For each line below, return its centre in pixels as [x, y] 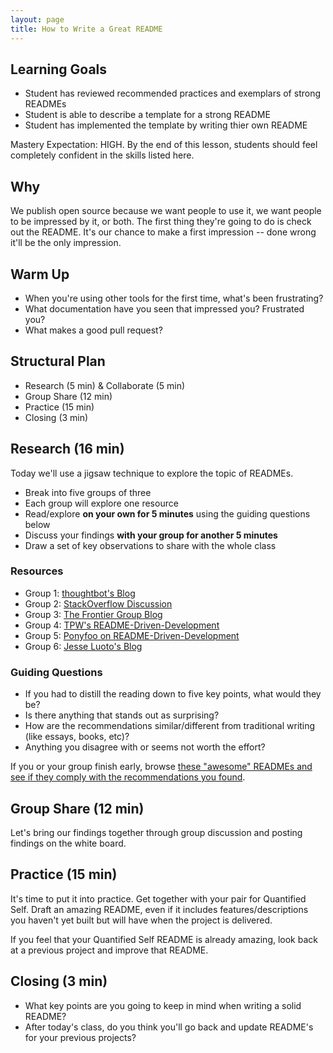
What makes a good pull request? [93, 330]
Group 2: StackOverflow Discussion [98, 603]
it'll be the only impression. [66, 243]
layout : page [37, 19]
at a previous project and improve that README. [109, 950]
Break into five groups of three [88, 492]
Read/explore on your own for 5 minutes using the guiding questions [167, 513]
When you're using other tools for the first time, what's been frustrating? [174, 298]
